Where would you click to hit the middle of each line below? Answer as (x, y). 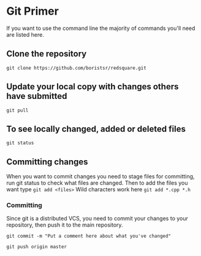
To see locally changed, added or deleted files (96, 129)
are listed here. (25, 34)
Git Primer (33, 11)
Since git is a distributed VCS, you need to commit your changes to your (97, 219)
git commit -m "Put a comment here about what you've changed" (89, 236)
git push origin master (37, 247)
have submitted (37, 96)
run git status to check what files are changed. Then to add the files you (97, 183)
